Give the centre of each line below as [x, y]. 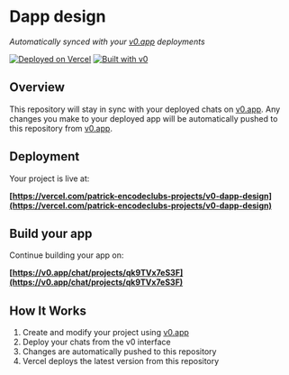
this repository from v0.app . [61, 128]
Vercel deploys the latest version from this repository [121, 361]
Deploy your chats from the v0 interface [96, 342]
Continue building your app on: [67, 255]
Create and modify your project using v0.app [105, 333]
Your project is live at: [50, 178]
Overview [37, 87]
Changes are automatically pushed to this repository [119, 352]
